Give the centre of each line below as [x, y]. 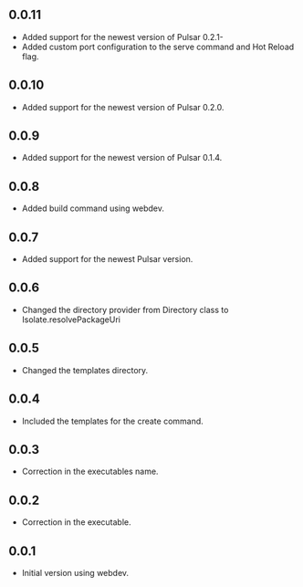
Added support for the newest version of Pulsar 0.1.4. [122, 158]
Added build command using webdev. [93, 208]
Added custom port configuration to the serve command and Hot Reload [158, 47]
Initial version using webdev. [75, 572]
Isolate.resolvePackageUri [71, 320]
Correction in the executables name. [90, 472]
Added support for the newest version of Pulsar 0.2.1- [123, 37]
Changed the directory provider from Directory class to [125, 309]
